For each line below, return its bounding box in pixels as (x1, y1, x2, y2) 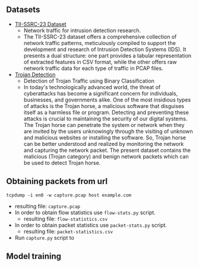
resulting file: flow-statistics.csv (23, 215, 108, 222)
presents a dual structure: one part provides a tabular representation (23, 52, 192, 59)
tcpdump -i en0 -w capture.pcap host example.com (6, 192, 132, 198)
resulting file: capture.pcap (14, 202, 81, 209)
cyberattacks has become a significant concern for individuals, (23, 90, 178, 97)
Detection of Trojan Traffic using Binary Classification (23, 77, 154, 84)
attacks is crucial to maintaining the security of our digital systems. (23, 115, 188, 122)
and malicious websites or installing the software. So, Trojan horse (23, 133, 187, 141)
